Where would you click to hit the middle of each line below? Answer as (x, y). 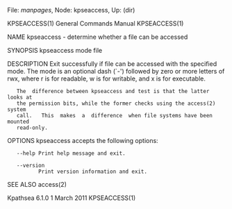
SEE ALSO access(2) (37, 184)
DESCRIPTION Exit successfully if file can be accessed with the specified (112, 64)
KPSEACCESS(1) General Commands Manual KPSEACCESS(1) (96, 23)
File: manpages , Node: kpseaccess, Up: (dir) (71, 10)
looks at (20, 97)
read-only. (32, 128)
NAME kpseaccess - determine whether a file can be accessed (98, 37)
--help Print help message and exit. (71, 153)
